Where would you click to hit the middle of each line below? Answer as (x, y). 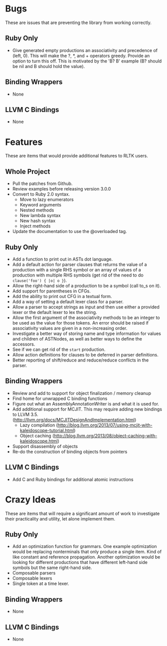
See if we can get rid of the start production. (59, 349)
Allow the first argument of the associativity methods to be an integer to (86, 317)
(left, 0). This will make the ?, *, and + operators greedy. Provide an (81, 55)
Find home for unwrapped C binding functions (60, 398)
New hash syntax (38, 221)
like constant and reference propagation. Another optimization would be (86, 557)
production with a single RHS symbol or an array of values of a (77, 269)
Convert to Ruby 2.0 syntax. (41, 194)
